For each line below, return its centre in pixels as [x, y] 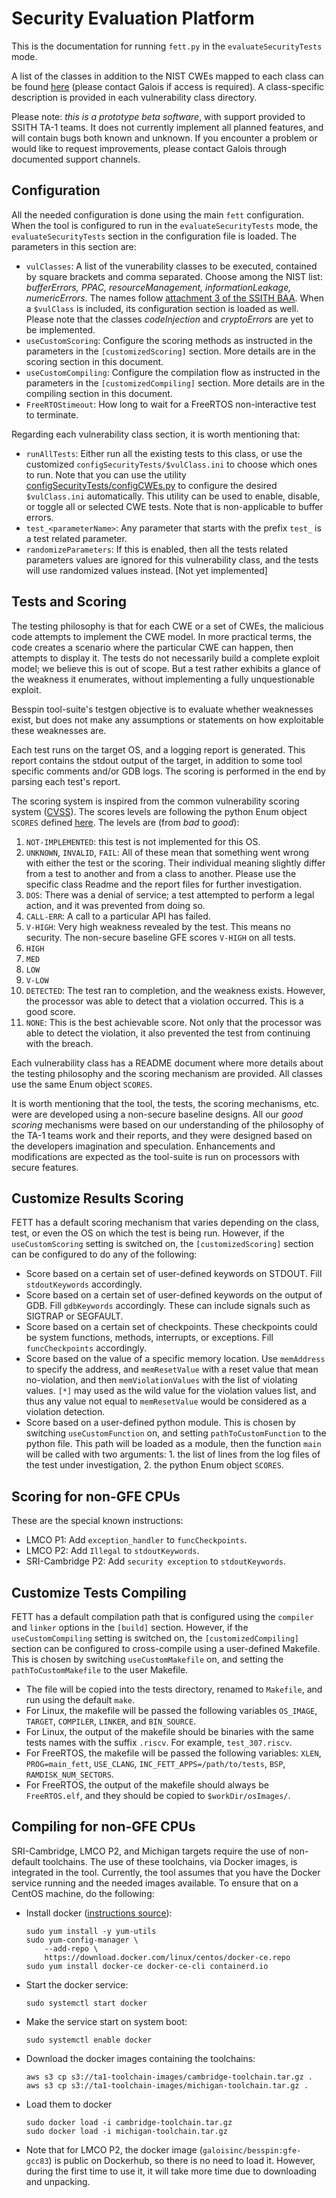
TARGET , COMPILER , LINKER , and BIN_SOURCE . [111, 1721]
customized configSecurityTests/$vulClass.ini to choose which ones [171, 464]
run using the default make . [80, 1700]
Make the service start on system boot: [106, 2021]
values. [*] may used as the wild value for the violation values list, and [171, 1391]
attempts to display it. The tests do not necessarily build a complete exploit [165, 658]
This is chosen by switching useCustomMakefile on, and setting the [147, 1659]
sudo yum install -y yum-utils [91, 1931]
